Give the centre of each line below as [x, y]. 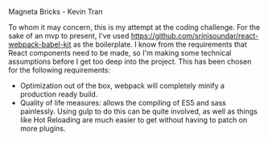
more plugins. [43, 129]
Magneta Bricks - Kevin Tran [56, 12]
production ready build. [59, 94]
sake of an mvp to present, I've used [69, 36]
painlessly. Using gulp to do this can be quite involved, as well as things [138, 111]
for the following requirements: [60, 70]
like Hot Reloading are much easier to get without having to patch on [134, 120]
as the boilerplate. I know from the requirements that [160, 44]
